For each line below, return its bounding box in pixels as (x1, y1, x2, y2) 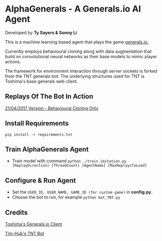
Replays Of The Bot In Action (5, 92, 94, 101)
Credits (5, 208, 28, 216)
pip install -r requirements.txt (5, 132, 73, 137)
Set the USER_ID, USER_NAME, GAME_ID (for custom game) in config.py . (12, 189, 153, 195)
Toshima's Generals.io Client (5, 221, 62, 227)
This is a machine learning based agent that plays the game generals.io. (5, 39, 149, 45)
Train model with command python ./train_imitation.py (12, 158, 127, 164)
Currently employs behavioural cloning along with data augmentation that (5, 48, 152, 54)
